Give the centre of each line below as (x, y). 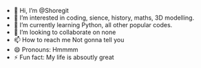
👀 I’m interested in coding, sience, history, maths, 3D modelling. (104, 18)
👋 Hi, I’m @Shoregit (41, 11)
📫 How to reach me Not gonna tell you (69, 40)
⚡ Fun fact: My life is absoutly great (64, 57)
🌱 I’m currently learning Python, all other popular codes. (93, 25)
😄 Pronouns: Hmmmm (46, 50)
